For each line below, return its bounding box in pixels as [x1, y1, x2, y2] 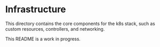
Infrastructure [5, 4, 66, 15]
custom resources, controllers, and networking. [5, 26, 105, 32]
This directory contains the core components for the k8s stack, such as [5, 20, 155, 27]
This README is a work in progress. [5, 36, 81, 42]
